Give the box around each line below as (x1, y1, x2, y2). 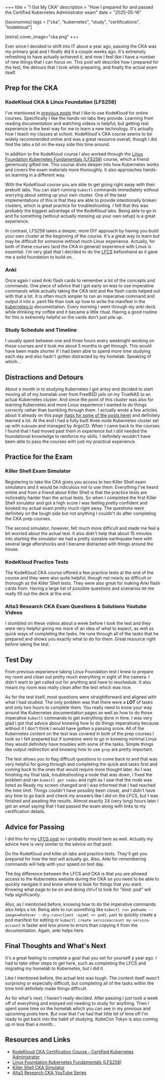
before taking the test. (5, 641, 50, 647)
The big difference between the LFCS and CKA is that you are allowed (5, 871, 147, 877)
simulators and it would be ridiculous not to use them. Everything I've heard (5, 484, 159, 490)
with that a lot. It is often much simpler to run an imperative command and (5, 293, 155, 299)
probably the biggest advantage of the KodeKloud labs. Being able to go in (5, 207, 157, 214)
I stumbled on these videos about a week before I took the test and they (5, 620, 151, 626)
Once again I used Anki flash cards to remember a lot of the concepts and (5, 277, 155, 283)
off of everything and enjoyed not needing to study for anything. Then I (5, 1000, 149, 1006)
